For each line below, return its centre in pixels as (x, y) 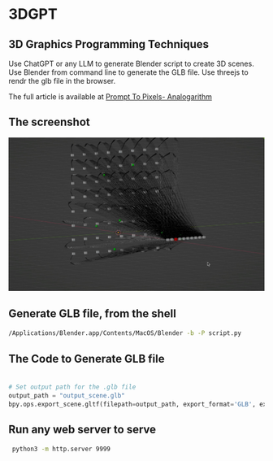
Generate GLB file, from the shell (92, 313)
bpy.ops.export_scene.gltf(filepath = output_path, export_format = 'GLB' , (132, 404)
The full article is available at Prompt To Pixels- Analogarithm (110, 97)
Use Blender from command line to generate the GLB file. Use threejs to (129, 72)
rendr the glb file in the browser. (62, 81)
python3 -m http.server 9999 (61, 449)
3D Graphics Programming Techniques (109, 44)
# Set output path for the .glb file (72, 387)
